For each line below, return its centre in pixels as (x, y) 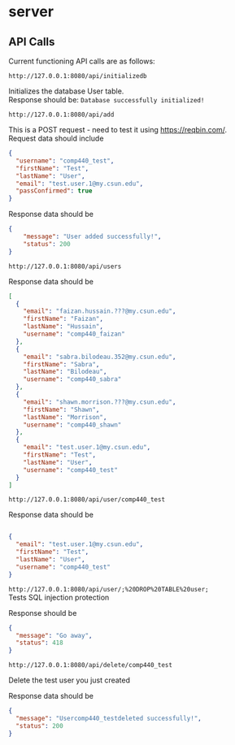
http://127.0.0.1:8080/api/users (65, 266)
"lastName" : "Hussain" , (63, 327)
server (31, 12)
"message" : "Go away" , (54, 635)
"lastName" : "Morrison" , (65, 417)
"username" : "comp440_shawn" (72, 425)
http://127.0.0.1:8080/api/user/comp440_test (87, 500)
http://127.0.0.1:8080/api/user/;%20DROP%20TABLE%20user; (109, 589)
